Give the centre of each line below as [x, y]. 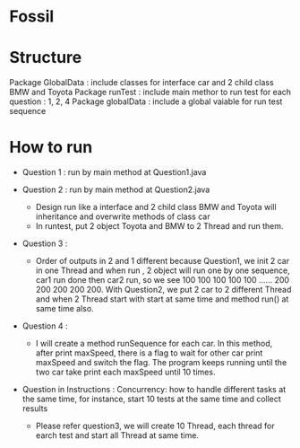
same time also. [64, 309]
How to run [51, 148]
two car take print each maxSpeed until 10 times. [125, 372]
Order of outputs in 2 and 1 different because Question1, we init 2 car [162, 261]
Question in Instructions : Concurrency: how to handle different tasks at [154, 390]
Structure [46, 58]
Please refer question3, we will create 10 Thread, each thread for [155, 426]
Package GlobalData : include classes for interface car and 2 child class [142, 83]
